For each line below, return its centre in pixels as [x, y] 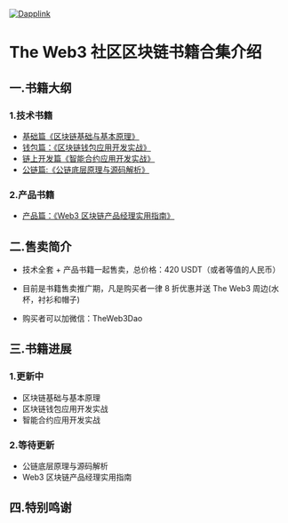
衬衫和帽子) [59, 299]
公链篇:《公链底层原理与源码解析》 [85, 170]
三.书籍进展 [41, 349]
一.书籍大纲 [41, 87]
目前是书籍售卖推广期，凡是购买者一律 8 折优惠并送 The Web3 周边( [147, 288]
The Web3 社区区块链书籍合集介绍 [136, 52]
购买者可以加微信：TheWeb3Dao [82, 318]
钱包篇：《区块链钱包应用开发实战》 [86, 147]
